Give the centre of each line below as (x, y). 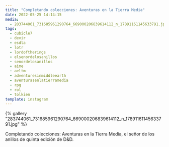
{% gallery (16, 114)
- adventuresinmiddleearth (38, 76)
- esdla (18, 43)
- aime (17, 66)
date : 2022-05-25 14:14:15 (33, 15)
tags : (11, 29)
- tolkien (20, 94)
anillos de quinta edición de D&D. (39, 139)
